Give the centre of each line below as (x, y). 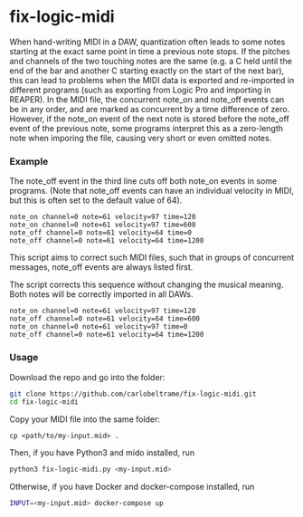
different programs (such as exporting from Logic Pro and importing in (140, 90)
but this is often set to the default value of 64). (96, 200)
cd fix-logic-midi (44, 402)
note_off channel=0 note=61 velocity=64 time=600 (105, 319)
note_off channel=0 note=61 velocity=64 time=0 (101, 233)
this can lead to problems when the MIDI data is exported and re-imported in (152, 80)
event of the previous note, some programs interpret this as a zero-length (146, 128)
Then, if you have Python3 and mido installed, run (102, 453)
